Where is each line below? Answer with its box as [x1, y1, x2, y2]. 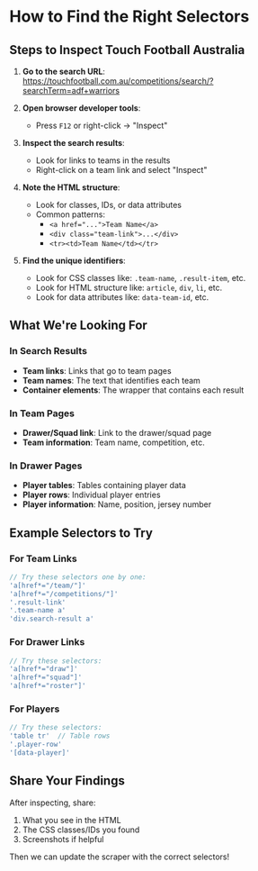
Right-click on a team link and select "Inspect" [35, 165, 208, 175]
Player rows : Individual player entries [22, 489, 161, 501]
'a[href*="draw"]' [9, 665, 78, 674]
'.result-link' [9, 597, 67, 607]
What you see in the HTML [22, 814, 121, 825]
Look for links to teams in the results [35, 155, 171, 166]
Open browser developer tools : [22, 103, 141, 113]
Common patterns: [35, 209, 106, 220]
